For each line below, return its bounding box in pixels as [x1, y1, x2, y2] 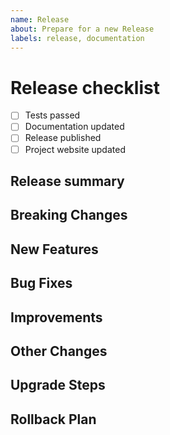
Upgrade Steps [10, 377, 106, 394]
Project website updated [24, 143, 126, 155]
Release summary [10, 172, 125, 190]
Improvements [10, 309, 103, 326]
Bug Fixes [10, 275, 73, 292]
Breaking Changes [10, 207, 128, 224]
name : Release [10, 14, 70, 25]
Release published [24, 132, 102, 144]
